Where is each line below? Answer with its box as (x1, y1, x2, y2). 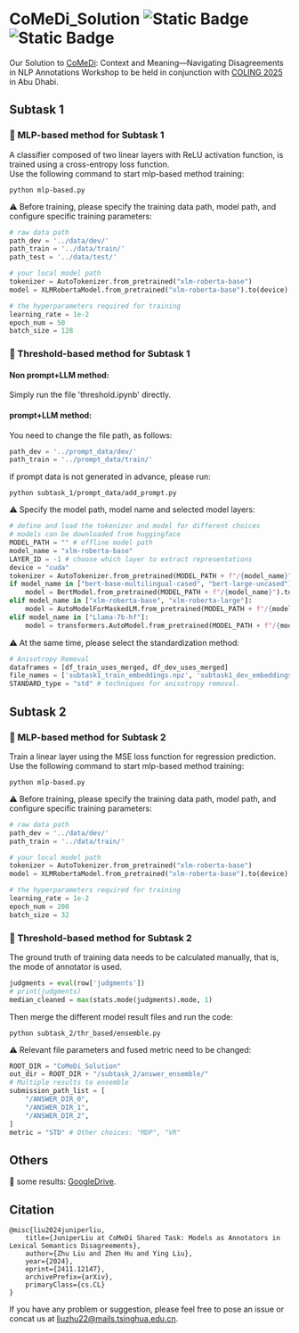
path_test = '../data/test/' (9, 253, 117, 262)
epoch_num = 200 (9, 902, 69, 911)
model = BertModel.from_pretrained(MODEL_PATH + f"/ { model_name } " (25, 588, 277, 597)
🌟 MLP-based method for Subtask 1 (9, 129, 165, 142)
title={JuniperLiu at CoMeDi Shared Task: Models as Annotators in (25, 1234, 280, 1243)
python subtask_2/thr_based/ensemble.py (9, 1029, 162, 1038)
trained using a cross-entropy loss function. (9, 159, 170, 170)
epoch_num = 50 (9, 318, 66, 327)
